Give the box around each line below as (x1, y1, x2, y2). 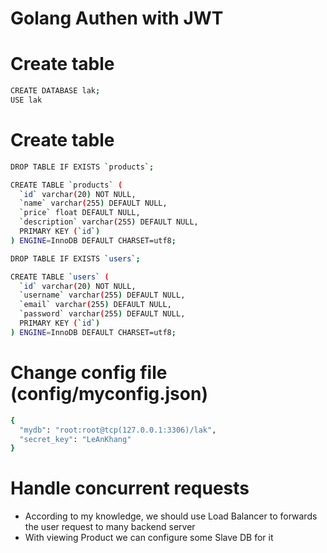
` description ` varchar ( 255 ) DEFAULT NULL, (19, 217, 199, 227)
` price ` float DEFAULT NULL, (19, 208, 141, 218)
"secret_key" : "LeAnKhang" (19, 434, 132, 444)
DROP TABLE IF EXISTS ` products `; (10, 162, 155, 172)
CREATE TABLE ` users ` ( (10, 272, 110, 282)
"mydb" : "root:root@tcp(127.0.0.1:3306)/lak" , (19, 425, 217, 435)
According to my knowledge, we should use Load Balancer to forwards (24, 510, 318, 522)
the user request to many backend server (24, 521, 196, 533)
